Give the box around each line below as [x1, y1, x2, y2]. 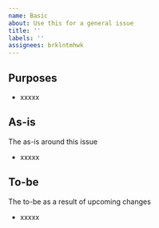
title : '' [8, 26, 42, 34]
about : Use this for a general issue [8, 19, 134, 27]
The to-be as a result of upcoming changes [8, 197, 152, 206]
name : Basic [8, 11, 48, 20]
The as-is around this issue [8, 137, 98, 146]
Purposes [8, 71, 58, 85]
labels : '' [8, 34, 45, 42]
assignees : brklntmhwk [8, 42, 84, 50]
